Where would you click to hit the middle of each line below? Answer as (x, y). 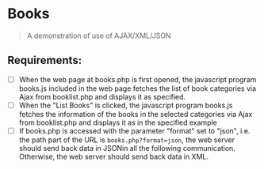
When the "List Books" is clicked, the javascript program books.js (126, 105)
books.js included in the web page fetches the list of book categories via (138, 88)
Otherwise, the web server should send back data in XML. (114, 156)
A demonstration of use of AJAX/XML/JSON (99, 36)
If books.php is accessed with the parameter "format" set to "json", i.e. (134, 130)
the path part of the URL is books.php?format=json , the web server (127, 140)
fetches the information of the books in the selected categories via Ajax (136, 114)
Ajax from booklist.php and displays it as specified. (102, 96)
